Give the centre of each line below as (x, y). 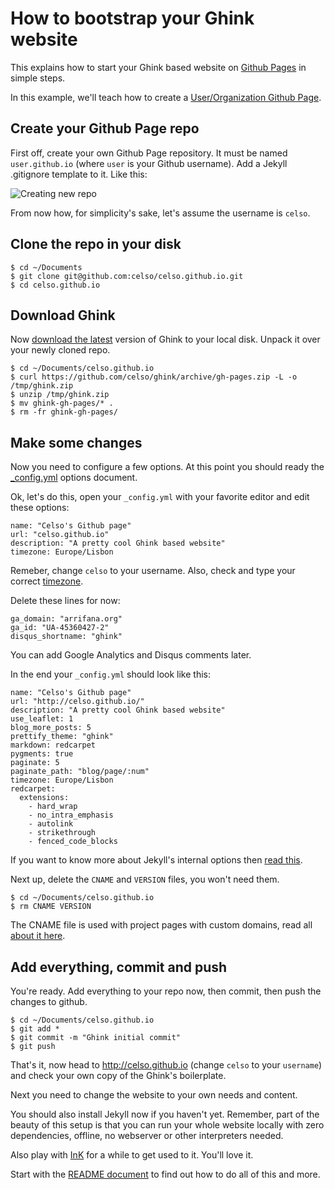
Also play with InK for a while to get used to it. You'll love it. (132, 1155)
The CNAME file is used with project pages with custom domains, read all (161, 925)
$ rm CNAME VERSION (51, 907)
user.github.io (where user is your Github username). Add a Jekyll (149, 163)
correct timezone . (47, 581)
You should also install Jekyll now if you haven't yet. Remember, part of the (165, 1114)
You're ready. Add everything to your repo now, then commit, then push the (166, 991)
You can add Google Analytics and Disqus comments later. (131, 655)
